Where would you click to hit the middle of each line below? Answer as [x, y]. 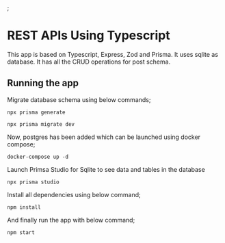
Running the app [43, 83]
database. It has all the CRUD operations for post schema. [89, 62]
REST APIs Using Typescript [89, 36]
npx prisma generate [37, 112]
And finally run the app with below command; [71, 220]
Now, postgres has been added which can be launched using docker [104, 137]
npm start [21, 232]
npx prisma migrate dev [41, 124]
